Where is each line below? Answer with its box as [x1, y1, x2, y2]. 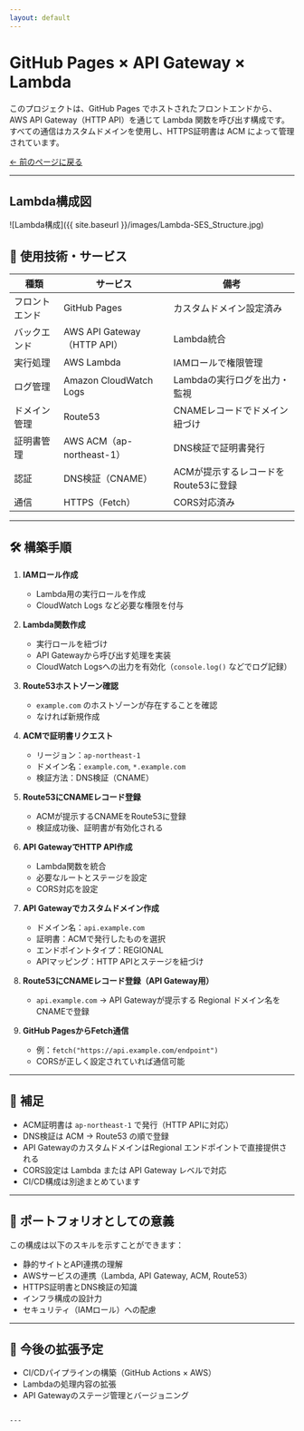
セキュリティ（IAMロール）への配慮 [22, 1304, 157, 1315]
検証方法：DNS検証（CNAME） [35, 772, 154, 783]
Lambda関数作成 [22, 619, 86, 630]
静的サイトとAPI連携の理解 [22, 1259, 124, 1269]
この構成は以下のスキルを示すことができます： [9, 1240, 184, 1250]
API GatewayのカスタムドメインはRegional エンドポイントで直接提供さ [22, 1142, 288, 1152]
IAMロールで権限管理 [173, 357, 263, 369]
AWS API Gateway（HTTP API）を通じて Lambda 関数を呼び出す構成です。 [9, 114, 290, 125]
